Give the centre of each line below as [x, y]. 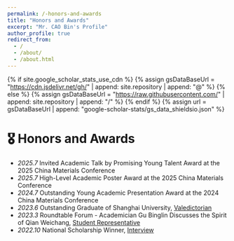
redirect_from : [29, 40]
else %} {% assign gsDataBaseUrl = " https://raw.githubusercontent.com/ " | [116, 94]
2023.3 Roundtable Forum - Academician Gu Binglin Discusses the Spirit [122, 215]
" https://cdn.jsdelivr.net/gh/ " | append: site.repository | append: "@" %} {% [116, 87]
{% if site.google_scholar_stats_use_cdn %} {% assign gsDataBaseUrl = [111, 79]
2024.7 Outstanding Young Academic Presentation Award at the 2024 [118, 193]
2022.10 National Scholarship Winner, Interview [85, 230]
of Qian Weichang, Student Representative [79, 222]
